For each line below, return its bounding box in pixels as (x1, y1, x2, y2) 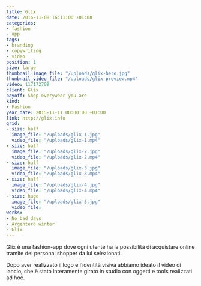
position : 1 (6, 59, 36, 65)
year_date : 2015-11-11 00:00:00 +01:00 (6, 109, 106, 115)
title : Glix (6, 8, 36, 15)
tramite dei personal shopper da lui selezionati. (6, 249, 122, 257)
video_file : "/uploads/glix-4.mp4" (11, 187, 101, 193)
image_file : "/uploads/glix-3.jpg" (11, 165, 101, 171)
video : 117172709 (6, 82, 50, 88)
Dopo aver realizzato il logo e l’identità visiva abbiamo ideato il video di (6, 261, 181, 268)
